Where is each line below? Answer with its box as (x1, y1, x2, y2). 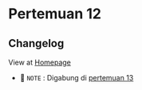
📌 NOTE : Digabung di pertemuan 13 (19, 73, 134, 82)
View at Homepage (8, 57, 72, 67)
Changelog (8, 37, 65, 50)
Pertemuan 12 (8, 5, 102, 23)
